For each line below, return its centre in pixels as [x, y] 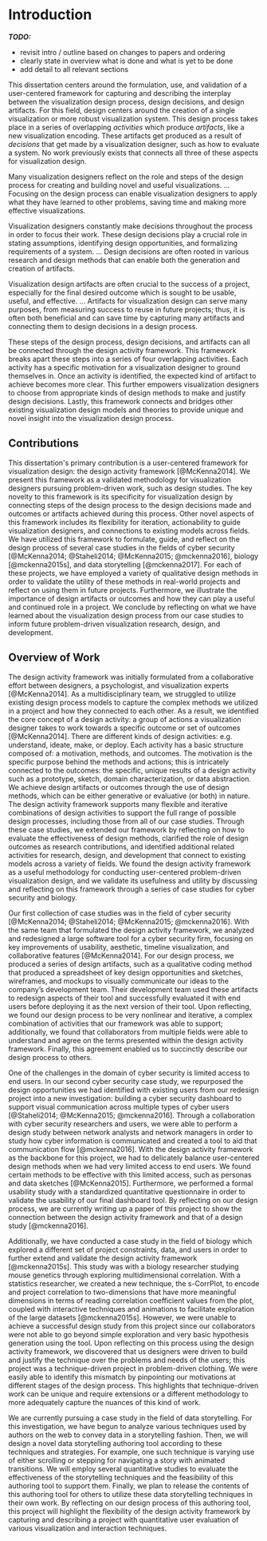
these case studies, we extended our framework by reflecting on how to [127, 829]
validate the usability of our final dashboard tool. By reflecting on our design [133, 1200]
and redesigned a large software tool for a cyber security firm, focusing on [131, 938]
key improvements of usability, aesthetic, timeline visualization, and [119, 947]
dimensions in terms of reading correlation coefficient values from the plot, [131, 1301]
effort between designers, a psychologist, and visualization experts [119, 685]
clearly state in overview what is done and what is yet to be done [126, 61]
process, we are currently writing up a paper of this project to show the [125, 1209]
